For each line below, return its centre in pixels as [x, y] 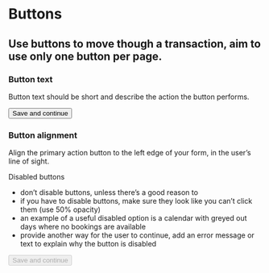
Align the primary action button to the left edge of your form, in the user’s [130, 153]
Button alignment [43, 135]
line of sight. [29, 161]
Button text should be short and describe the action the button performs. [129, 97]
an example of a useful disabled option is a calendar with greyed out [133, 218]
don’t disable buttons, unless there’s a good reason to [109, 192]
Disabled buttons [37, 177]
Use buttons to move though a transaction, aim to [135, 44]
